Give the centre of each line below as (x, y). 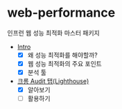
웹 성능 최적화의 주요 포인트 (64, 64)
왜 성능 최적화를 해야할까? (63, 55)
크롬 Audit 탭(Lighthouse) (53, 81)
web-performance (61, 13)
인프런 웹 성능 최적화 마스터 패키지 (53, 33)
